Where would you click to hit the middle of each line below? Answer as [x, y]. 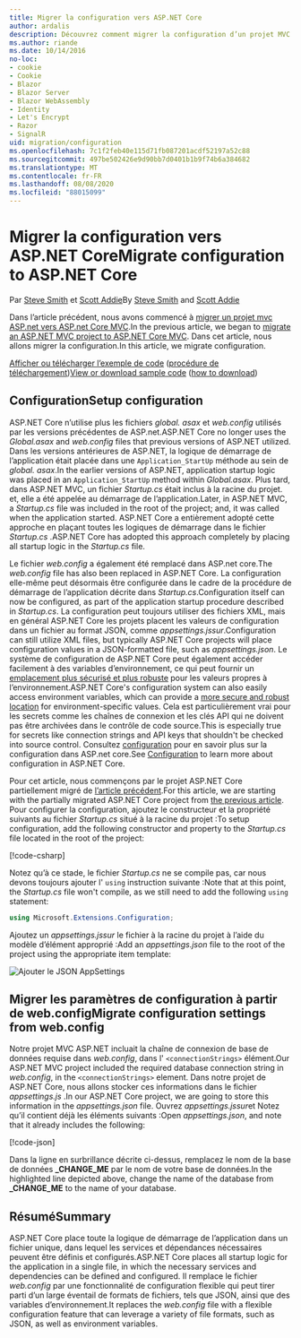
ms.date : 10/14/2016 [48, 51]
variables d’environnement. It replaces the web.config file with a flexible [141, 1305]
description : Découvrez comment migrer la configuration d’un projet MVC [150, 34]
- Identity [30, 109]
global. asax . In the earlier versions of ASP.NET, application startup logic [142, 470]
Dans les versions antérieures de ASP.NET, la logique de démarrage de [140, 451]
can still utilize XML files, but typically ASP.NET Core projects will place [141, 639]
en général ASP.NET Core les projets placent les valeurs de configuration [144, 620]
